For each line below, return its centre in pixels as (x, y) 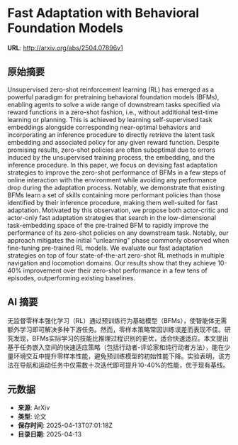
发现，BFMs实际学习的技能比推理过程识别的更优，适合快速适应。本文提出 (121, 338)
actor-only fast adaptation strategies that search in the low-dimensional (112, 217)
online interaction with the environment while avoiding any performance (112, 180)
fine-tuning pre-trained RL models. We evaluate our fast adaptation (105, 248)
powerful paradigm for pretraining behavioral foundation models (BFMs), (113, 97)
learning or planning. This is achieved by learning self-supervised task (110, 119)
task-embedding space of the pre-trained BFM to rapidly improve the (108, 225)
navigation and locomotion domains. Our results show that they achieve (112, 263)
